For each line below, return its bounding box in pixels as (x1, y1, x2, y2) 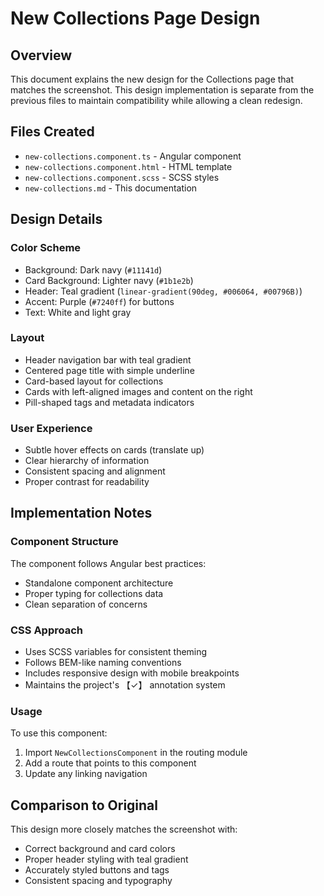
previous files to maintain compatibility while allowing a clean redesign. (10, 95, 303, 106)
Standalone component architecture (24, 577, 174, 589)
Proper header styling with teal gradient (24, 853, 189, 866)
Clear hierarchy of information (24, 455, 150, 467)
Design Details (10, 211, 103, 228)
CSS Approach (10, 623, 84, 637)
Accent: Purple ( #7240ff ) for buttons (24, 295, 175, 307)
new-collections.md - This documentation (24, 182, 198, 194)
